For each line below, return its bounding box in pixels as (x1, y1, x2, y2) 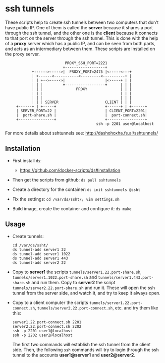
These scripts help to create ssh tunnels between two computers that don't (5, 19, 159, 25)
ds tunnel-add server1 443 (12, 256, 68, 261)
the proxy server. (5, 51, 40, 57)
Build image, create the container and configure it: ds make (12, 205, 132, 211)
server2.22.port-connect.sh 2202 (12, 324, 82, 329)
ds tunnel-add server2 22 (12, 260, 66, 265)
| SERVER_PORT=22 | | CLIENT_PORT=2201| (16, 108, 148, 113)
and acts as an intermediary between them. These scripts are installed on (5, 46, 155, 52)
